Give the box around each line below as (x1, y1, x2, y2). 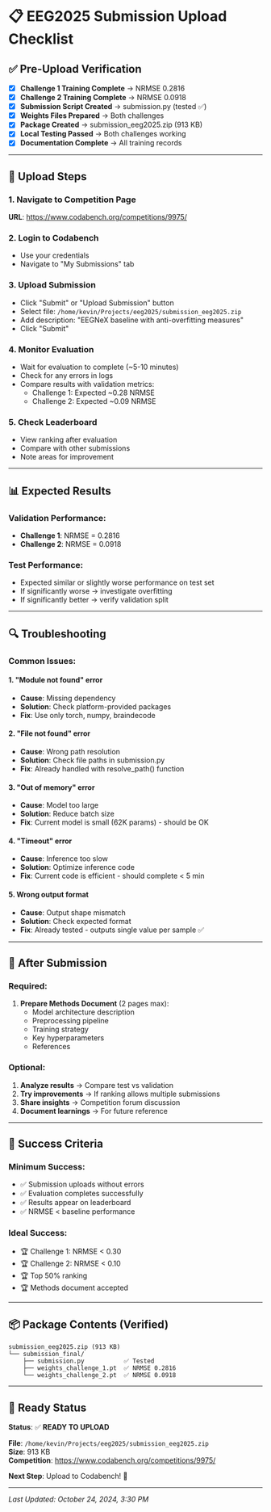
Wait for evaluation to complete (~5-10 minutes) (19, 362, 179, 372)
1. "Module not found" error (8, 675, 103, 685)
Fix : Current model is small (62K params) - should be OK (19, 817, 210, 827)
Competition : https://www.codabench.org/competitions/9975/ (8, 1455, 216, 1465)
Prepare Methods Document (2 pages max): (19, 999, 169, 1009)
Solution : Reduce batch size (19, 809, 115, 819)
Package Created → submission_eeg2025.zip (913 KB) (19, 120, 203, 130)
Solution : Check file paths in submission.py (19, 755, 165, 765)
